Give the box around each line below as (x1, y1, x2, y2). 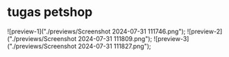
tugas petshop (7, 4, 93, 20)
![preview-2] (187, 27, 223, 35)
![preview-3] (153, 34, 189, 42)
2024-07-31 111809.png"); (78, 34, 153, 42)
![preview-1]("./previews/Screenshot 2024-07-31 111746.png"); (7, 27, 186, 35)
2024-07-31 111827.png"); (78, 42, 151, 50)
